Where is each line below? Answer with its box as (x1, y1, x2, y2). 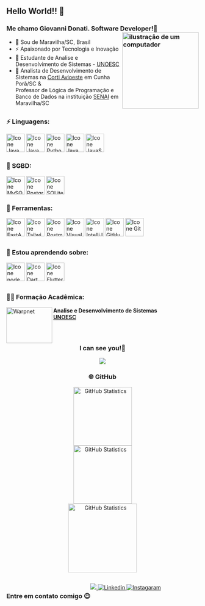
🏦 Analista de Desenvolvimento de (15, 67, 102, 74)
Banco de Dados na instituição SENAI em (15, 93, 119, 100)
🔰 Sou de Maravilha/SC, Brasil (15, 38, 91, 46)
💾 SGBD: (6, 162, 32, 170)
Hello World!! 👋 (6, 6, 65, 16)
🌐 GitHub (88, 373, 117, 381)
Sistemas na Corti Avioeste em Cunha (15, 73, 110, 81)
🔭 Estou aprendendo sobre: (6, 248, 89, 257)
